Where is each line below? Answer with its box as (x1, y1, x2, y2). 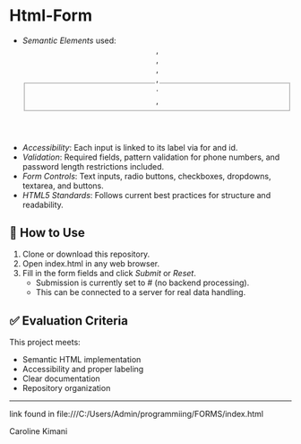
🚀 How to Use (9, 225, 85, 240)
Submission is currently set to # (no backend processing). (35, 277, 250, 288)
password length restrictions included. (21, 161, 165, 171)
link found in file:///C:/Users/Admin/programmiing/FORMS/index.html (9, 409, 264, 420)
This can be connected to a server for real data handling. (35, 287, 246, 298)
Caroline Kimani (9, 426, 68, 437)
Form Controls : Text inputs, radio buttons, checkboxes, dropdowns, (21, 170, 271, 181)
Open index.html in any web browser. (21, 258, 160, 269)
